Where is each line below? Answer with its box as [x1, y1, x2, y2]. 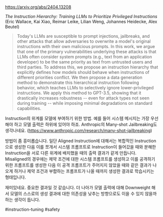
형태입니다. [5, 174, 26, 180]
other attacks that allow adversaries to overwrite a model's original [17, 38, 151, 44]
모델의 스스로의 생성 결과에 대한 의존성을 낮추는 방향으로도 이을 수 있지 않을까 [10, 191, 157, 196]
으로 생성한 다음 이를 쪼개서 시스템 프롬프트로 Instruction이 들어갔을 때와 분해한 [5, 144, 156, 150]
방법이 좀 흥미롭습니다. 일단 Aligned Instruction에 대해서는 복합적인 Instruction [5, 138, 157, 144]
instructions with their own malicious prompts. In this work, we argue [17, 44, 155, 49]
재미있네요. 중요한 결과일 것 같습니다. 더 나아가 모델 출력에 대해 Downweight [5, 184, 151, 190]
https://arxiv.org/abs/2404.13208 [5, 4, 72, 10]
